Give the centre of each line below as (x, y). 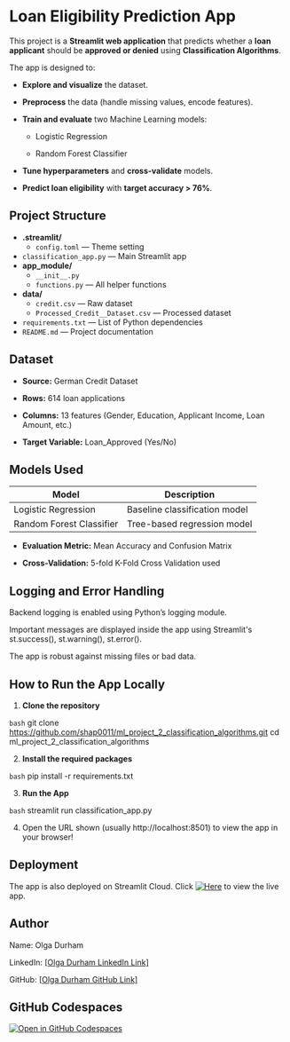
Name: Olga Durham (47, 945)
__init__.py (57, 276)
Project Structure (58, 216)
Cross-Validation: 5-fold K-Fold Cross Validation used (121, 563)
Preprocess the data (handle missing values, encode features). (137, 102)
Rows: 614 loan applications (74, 398)
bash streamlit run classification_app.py (81, 810)
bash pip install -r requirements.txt (71, 776)
